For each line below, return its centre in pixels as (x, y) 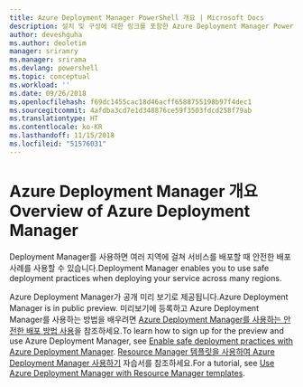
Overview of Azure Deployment (130, 211)
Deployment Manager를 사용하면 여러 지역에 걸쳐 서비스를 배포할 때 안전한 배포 (150, 256)
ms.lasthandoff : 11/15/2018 (62, 136)
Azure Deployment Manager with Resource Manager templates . (127, 373)
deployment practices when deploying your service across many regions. (146, 278)
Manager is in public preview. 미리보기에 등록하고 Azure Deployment (134, 307)
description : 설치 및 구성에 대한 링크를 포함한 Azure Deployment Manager (139, 26)
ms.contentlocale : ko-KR (56, 127)
